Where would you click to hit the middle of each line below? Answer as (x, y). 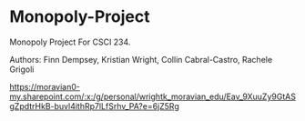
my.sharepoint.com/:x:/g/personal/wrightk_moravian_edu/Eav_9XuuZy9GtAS (152, 96)
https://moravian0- (45, 86)
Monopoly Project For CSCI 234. (70, 42)
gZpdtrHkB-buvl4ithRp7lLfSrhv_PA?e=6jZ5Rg (94, 106)
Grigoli (22, 69)
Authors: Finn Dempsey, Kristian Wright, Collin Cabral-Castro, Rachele (141, 59)
